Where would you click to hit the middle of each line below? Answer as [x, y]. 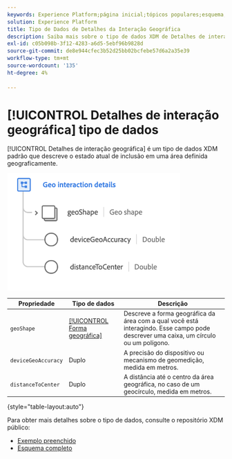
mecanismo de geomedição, [164, 360]
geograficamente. [32, 164]
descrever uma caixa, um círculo [170, 335]
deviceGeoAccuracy [37, 360]
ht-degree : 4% [28, 72]
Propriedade [37, 304]
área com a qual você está [161, 321]
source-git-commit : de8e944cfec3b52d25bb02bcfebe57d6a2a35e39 [98, 51]
